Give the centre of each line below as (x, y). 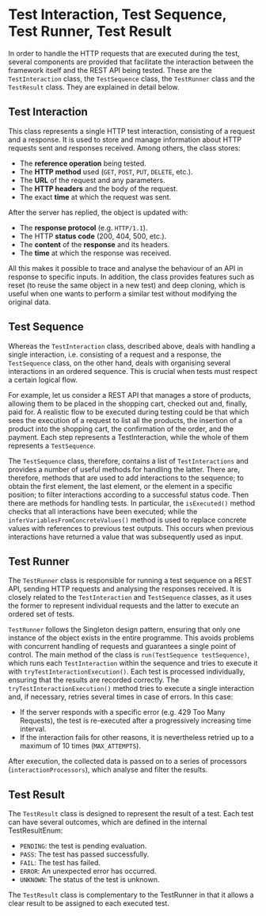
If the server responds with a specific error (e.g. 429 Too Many (122, 712)
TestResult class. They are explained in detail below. (94, 87)
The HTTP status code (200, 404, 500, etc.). (93, 236)
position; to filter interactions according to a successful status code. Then (129, 494)
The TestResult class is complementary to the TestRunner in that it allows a (131, 895)
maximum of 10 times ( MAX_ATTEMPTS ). (80, 746)
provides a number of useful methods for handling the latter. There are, (124, 469)
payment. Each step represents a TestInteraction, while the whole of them (129, 437)
